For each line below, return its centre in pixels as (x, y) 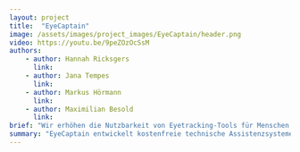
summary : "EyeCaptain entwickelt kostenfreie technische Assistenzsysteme (151, 134)
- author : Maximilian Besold (79, 109)
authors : (25, 51)
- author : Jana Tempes (67, 76)
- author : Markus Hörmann (74, 92)
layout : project (39, 17)
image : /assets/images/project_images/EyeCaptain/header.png (125, 34)
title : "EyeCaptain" (50, 26)
